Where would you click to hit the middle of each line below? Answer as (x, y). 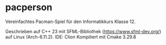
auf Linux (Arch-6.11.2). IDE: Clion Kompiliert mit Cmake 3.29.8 (71, 37)
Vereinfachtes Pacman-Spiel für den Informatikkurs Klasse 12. (70, 21)
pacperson (29, 7)
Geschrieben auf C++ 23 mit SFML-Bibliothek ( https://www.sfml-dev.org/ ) (84, 31)
